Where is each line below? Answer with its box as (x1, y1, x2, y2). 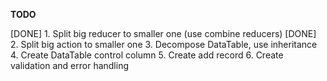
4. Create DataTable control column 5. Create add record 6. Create (10, 49, 284, 61)
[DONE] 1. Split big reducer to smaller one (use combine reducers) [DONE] (10, 28, 317, 39)
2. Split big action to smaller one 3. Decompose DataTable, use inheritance (10, 39, 318, 50)
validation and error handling (10, 60, 130, 71)
